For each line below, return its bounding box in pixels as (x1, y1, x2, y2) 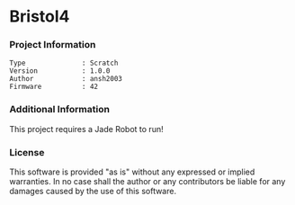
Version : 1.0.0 (9, 67, 111, 76)
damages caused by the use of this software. (9, 186, 177, 197)
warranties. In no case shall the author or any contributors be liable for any (9, 176, 286, 187)
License (9, 146, 45, 158)
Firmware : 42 (9, 83, 99, 92)
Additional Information (9, 103, 111, 116)
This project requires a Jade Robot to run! (9, 123, 164, 134)
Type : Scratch (9, 58, 119, 68)
